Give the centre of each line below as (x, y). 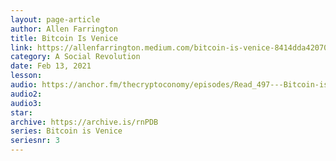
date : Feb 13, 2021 (51, 66)
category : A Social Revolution (75, 57)
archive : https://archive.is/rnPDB (84, 122)
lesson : (26, 76)
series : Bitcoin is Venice (66, 131)
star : (21, 112)
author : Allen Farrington (64, 29)
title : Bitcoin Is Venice (64, 38)
